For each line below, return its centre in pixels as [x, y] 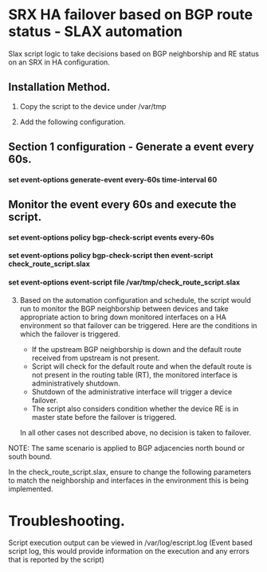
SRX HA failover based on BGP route [131, 15]
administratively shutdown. [76, 383]
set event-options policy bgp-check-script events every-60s [111, 237]
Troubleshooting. [67, 521]
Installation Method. [59, 87]
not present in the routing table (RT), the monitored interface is [135, 374]
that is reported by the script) [57, 560]
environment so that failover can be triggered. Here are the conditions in [138, 325]
